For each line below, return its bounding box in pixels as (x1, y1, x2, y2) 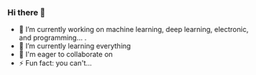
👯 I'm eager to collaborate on (18, 50, 113, 59)
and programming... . (18, 33, 87, 42)
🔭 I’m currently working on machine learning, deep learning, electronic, (18, 25, 249, 34)
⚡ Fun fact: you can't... (18, 59, 92, 68)
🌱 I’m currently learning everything (18, 41, 131, 51)
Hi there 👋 (7, 7, 46, 18)
